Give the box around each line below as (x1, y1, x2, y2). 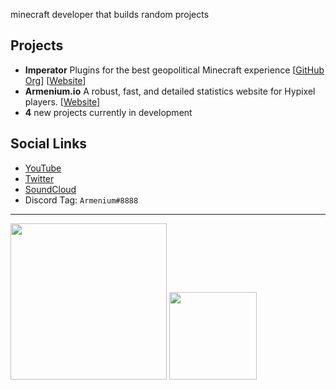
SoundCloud (24, 183, 77, 195)
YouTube (24, 162, 62, 174)
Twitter (24, 172, 55, 184)
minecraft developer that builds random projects (10, 9, 210, 20)
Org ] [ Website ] (24, 74, 87, 86)
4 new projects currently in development (24, 106, 193, 118)
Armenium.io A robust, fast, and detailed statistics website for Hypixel (24, 85, 316, 97)
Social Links (10, 135, 88, 153)
